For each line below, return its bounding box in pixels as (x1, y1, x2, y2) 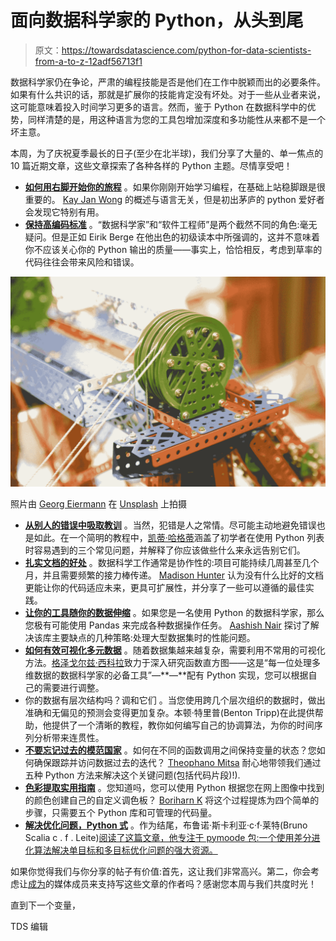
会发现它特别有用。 (24, 206, 105, 218)
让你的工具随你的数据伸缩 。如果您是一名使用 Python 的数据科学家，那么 (24, 606, 325, 618)
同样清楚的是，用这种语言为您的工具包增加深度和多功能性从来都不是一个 (27, 113, 326, 125)
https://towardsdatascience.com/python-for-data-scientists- (61, 44, 312, 56)
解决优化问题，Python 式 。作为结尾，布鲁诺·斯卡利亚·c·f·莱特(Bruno (24, 819, 308, 831)
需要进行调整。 (42, 681, 105, 693)
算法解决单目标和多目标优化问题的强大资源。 (33, 844, 218, 856)
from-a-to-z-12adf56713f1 (34, 55, 143, 67)
